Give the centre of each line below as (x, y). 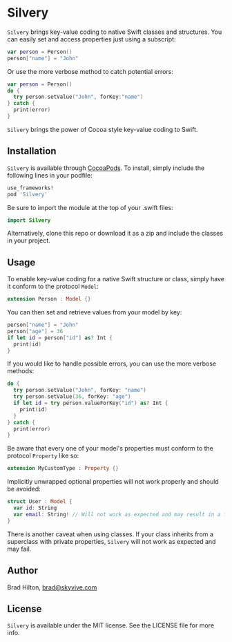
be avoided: (24, 489)
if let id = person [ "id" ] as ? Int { (60, 338)
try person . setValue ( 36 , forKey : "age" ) (72, 397)
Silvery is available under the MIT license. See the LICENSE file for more (111, 625)
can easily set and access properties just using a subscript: (91, 39)
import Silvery (29, 220)
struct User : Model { (40, 502)
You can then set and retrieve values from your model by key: (95, 312)
